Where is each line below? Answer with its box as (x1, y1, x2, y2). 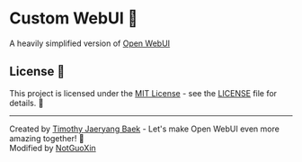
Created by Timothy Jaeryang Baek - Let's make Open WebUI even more (9, 123, 280, 134)
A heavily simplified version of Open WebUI (9, 38, 171, 49)
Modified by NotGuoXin (9, 142, 96, 153)
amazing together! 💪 (9, 132, 84, 143)
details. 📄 (9, 97, 44, 108)
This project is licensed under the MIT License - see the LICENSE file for (9, 87, 277, 98)
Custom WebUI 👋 (9, 8, 138, 29)
